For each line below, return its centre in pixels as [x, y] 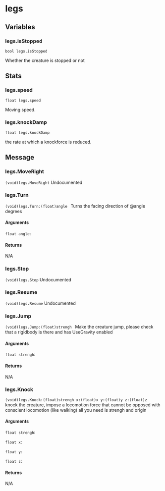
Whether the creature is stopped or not [45, 60]
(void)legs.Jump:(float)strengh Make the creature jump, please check [79, 327]
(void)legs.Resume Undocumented [40, 303]
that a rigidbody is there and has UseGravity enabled [59, 332]
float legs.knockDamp [27, 133]
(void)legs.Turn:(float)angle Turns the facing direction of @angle [75, 206]
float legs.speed [23, 100]
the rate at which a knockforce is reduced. [48, 142]
